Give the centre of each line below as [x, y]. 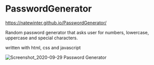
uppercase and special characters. [42, 38]
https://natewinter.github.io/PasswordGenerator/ [56, 23]
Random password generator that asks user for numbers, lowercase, [77, 32]
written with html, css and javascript [43, 47]
